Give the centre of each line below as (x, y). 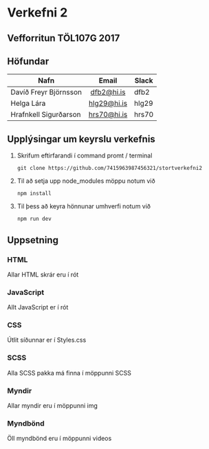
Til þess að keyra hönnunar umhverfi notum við (84, 206)
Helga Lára (28, 103)
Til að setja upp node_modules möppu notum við (86, 181)
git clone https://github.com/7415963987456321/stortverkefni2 (110, 168)
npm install (34, 194)
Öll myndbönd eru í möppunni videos (59, 439)
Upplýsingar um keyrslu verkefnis (81, 139)
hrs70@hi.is (108, 115)
